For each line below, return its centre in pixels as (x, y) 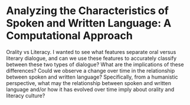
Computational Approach (69, 36)
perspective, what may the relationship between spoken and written (89, 83)
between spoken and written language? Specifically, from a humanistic (92, 77)
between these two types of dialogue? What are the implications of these (95, 64)
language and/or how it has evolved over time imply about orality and (90, 89)
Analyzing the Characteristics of (88, 11)
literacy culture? (26, 96)
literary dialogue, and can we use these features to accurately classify (91, 58)
